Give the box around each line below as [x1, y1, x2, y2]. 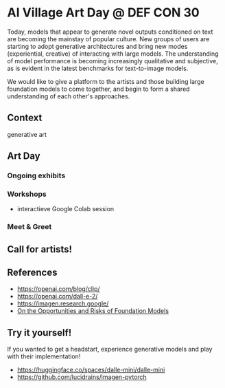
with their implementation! [7, 352, 81, 360]
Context [7, 112, 43, 124]
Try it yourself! [7, 327, 72, 338]
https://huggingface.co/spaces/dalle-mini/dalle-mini [16, 366, 165, 374]
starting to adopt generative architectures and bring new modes [7, 42, 188, 50]
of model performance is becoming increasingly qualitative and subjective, [7, 56, 218, 65]
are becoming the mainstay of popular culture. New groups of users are [7, 34, 210, 43]
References [7, 267, 58, 279]
